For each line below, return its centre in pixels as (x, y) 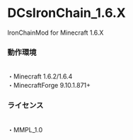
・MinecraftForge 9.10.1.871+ (49, 86)
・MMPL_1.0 (25, 129)
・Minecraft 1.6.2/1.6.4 (40, 76)
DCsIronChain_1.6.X (66, 13)
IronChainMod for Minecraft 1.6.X (56, 33)
